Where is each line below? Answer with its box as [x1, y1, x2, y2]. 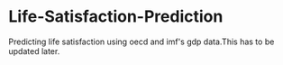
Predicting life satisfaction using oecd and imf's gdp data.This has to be [8, 36, 275, 47]
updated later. [8, 45, 60, 56]
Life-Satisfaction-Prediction [8, 6, 224, 27]
